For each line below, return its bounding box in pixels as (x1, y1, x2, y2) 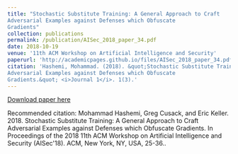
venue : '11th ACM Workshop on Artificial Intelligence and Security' (7, 50, 217, 57)
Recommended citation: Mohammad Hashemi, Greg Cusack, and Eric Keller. (7, 109, 229, 117)
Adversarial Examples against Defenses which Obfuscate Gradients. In (7, 124, 214, 133)
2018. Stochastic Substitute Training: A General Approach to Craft (7, 117, 199, 125)
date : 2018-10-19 (7, 43, 59, 50)
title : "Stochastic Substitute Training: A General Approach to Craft (7, 10, 220, 18)
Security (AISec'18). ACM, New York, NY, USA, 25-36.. (7, 139, 166, 148)
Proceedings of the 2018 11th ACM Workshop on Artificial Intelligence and (7, 131, 222, 140)
